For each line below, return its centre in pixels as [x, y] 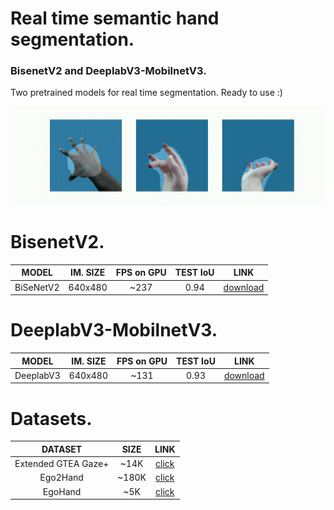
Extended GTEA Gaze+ [62, 464]
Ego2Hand [61, 478]
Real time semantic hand [115, 18]
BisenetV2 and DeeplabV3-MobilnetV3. [108, 71]
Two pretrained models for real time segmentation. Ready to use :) [146, 93]
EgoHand [62, 491]
